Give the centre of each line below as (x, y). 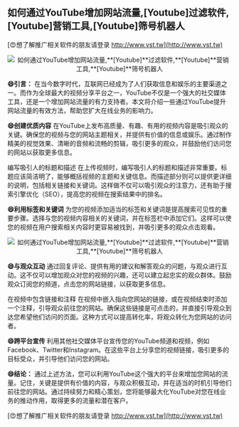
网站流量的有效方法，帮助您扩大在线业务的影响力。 (82, 110)
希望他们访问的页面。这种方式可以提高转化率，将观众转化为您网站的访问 (126, 317)
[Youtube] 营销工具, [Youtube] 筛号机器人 (96, 26)
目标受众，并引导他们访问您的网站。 (60, 359)
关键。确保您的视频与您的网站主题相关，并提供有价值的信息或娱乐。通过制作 (119, 135)
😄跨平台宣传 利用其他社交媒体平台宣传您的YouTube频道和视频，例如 (108, 341)
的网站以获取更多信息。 (42, 152)
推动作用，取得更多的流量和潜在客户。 (76, 400)
